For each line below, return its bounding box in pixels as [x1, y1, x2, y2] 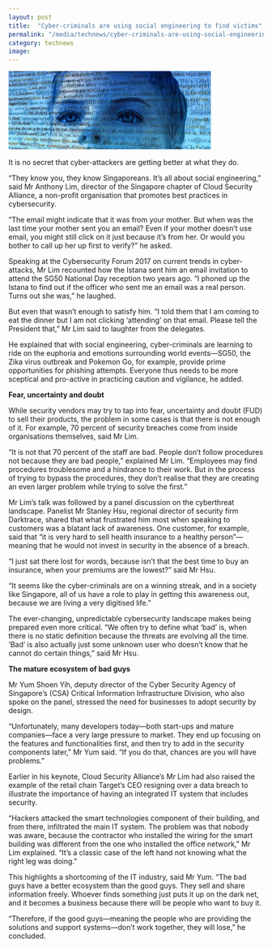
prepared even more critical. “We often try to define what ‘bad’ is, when [8, 622, 247, 633]
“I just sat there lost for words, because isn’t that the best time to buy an [8, 556, 249, 566]
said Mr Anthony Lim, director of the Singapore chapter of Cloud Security [8, 182, 253, 192]
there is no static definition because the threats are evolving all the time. [8, 631, 249, 641]
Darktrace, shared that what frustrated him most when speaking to [8, 515, 231, 525]
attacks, [8, 265, 36, 275]
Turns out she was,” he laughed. [8, 291, 116, 301]
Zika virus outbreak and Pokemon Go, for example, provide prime [8, 357, 227, 367]
